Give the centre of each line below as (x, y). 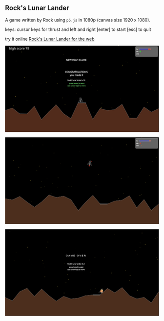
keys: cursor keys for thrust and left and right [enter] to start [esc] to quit (78, 29)
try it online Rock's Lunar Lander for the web (50, 39)
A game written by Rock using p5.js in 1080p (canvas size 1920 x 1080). (78, 20)
